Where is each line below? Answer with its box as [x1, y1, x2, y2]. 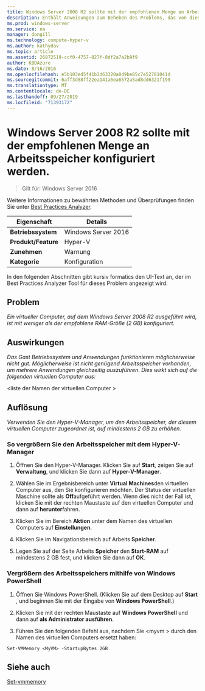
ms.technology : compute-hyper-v [7, 37, 89, 43]
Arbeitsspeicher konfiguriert [7, 152, 155, 165]
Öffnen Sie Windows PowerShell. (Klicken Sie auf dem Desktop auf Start [15, 591, 198, 598]
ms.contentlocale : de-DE [7, 88, 70, 94]
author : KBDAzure [7, 60, 51, 66]
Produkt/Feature [10, 237, 59, 246]
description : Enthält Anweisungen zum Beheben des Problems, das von [7, 15, 187, 21]
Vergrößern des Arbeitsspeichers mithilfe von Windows [7, 569, 176, 578]
